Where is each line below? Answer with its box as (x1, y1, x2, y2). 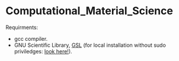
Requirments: (5, 24, 39, 31)
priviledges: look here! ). (14, 47, 72, 54)
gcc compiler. (14, 35, 48, 42)
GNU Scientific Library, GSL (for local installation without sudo (14, 41, 167, 49)
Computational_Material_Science (5, 4, 173, 18)
